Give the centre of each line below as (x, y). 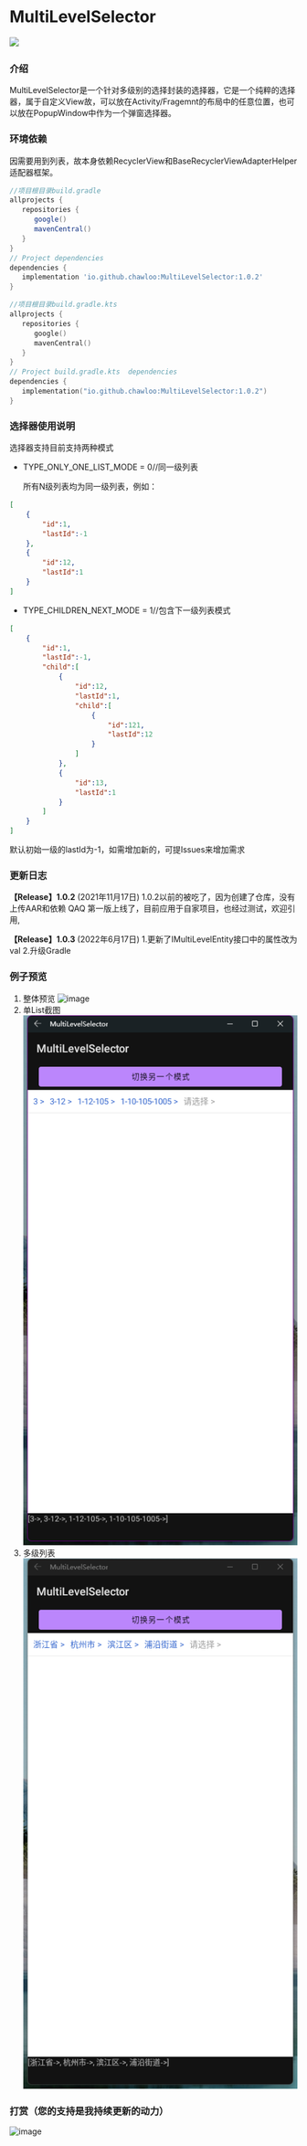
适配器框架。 (33, 172)
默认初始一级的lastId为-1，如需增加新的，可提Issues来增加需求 (127, 850)
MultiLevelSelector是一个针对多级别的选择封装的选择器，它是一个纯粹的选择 (153, 90)
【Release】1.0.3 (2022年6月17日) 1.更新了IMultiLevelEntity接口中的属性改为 (153, 939)
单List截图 (42, 1010)
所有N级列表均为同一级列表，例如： (90, 487)
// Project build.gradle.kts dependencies (94, 372)
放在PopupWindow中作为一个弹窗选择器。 (96, 113)
